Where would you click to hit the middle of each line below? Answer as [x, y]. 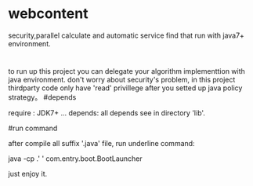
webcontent [48, 14]
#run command [33, 128]
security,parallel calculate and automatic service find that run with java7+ [127, 35]
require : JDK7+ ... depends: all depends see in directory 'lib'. [107, 113]
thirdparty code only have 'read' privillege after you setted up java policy [125, 88]
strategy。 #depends [42, 97]
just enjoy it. [28, 174]
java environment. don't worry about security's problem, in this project [122, 80]
